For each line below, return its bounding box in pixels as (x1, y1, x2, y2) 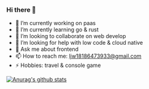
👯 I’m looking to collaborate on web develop (15, 33, 126, 40)
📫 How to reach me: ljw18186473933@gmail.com (15, 52, 142, 60)
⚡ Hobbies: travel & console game (15, 61, 101, 69)
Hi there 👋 (6, 6, 37, 14)
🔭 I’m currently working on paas (15, 20, 96, 27)
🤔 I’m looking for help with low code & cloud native (15, 39, 143, 47)
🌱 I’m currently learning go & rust (15, 26, 99, 33)
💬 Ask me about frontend (15, 45, 78, 53)
